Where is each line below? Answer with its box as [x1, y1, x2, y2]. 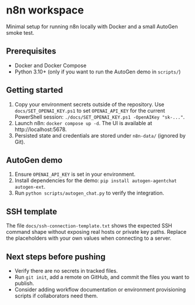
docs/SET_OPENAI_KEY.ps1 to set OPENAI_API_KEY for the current [14, 107, 166, 114]
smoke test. [6, 29, 35, 36]
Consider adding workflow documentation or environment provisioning [14, 286, 186, 293]
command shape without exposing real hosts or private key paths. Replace [6, 229, 187, 236]
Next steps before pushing [6, 252, 106, 262]
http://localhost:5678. [14, 126, 67, 133]
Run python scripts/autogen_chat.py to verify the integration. [14, 189, 164, 197]
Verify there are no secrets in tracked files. [14, 267, 118, 274]
